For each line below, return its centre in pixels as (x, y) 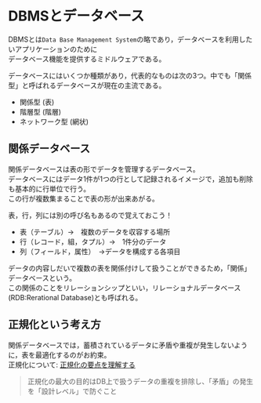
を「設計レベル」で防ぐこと (72, 391)
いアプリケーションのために (53, 49)
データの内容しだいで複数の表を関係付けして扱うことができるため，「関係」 (130, 268)
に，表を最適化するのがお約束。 (60, 354)
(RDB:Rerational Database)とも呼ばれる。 (75, 297)
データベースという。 (42, 278)
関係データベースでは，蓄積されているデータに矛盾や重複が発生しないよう (128, 345)
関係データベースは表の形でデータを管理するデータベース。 (104, 169)
